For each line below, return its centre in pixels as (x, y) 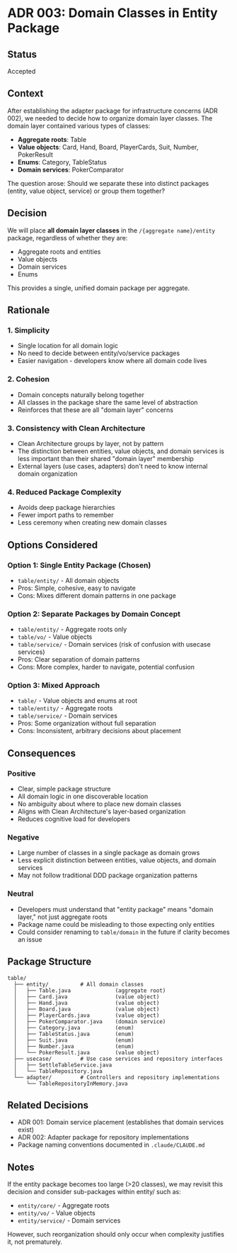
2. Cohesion (29, 379)
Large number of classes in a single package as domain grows (109, 853)
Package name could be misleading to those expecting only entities (116, 924)
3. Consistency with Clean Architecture (76, 428)
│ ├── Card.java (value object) (87, 997)
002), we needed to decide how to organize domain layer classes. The (110, 118)
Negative (23, 837)
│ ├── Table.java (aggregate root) (90, 991)
